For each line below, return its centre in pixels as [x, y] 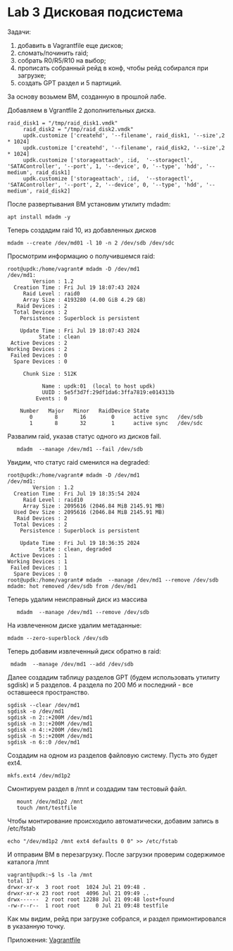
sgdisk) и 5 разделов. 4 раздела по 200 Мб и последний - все [100, 685]
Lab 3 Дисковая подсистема [95, 12]
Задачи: [19, 32]
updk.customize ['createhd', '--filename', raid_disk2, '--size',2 [124, 148]
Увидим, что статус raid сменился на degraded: [78, 462]
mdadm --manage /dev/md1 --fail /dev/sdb [80, 449]
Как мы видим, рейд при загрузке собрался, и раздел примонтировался [117, 919]
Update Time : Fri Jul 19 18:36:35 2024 [80, 543]
